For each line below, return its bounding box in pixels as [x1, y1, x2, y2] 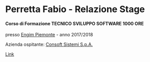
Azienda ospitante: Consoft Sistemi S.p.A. [5, 41, 93, 47]
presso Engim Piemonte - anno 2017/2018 [5, 32, 93, 38]
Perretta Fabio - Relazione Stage [5, 4, 145, 15]
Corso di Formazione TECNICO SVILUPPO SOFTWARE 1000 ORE [5, 20, 144, 26]
